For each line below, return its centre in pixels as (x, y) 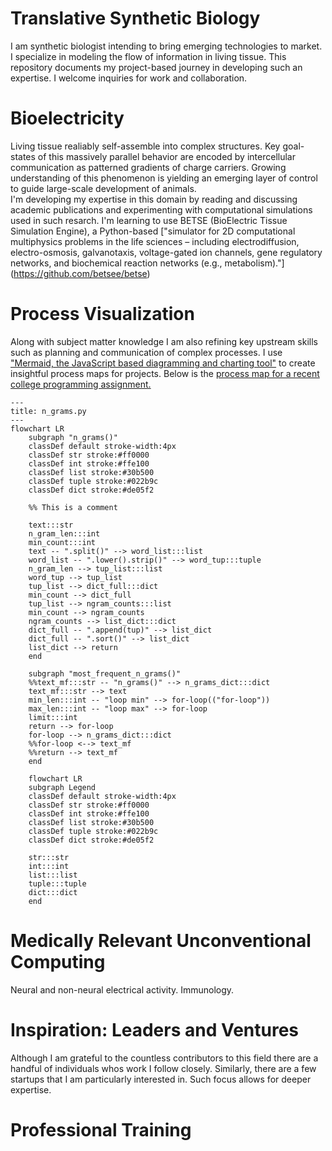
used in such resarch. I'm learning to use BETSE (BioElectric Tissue (149, 220)
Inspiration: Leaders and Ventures (155, 1029)
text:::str (51, 525)
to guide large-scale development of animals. (103, 188)
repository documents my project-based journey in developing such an (156, 67)
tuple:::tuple (57, 883)
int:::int (49, 866)
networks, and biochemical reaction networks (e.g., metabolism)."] (147, 263)
